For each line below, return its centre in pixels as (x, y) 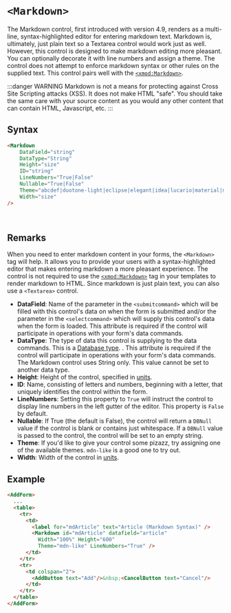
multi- (213, 29)
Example (26, 479)
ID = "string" (36, 171)
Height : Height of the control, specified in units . (85, 377)
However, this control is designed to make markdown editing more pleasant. (114, 51)
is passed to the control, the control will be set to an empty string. (110, 436)
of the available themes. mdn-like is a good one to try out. (99, 450)
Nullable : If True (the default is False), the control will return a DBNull (114, 421)
